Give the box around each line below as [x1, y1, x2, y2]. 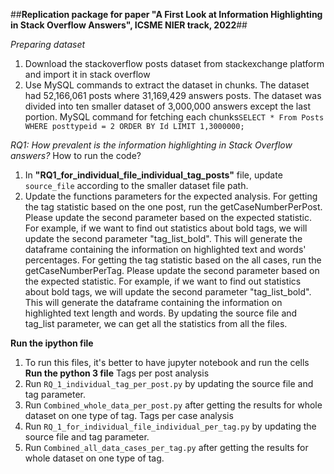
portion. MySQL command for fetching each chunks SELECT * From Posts [24, 111, 325, 123]
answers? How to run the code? [10, 150, 142, 161]
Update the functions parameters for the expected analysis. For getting [24, 190, 318, 202]
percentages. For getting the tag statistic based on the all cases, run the [24, 254, 322, 266]
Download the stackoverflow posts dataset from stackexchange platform [24, 58, 325, 69]
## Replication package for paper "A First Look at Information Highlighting [10, 9, 323, 20]
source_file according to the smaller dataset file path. [24, 180, 249, 191]
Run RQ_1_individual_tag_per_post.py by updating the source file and [24, 378, 314, 389]
